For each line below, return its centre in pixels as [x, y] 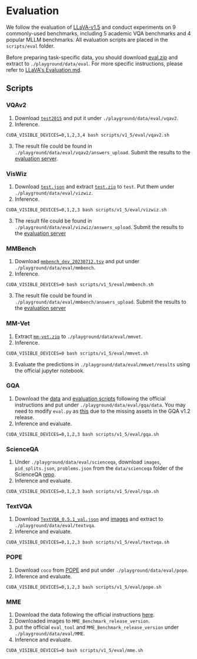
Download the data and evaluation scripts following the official [90, 398]
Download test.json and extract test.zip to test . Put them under [94, 186]
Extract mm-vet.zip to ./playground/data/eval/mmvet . [79, 336]
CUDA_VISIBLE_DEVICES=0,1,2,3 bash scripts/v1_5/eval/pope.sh [84, 587]
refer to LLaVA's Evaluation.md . [44, 69]
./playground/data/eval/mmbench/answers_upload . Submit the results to [100, 302]
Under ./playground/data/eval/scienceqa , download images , [88, 462]
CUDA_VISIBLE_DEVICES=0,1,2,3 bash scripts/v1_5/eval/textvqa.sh [88, 542]
